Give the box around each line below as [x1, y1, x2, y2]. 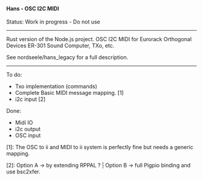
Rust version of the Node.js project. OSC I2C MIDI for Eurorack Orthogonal [6, 36, 192, 43]
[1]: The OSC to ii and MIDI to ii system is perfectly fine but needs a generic [6, 144, 193, 151]
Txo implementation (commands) [14, 83, 98, 90]
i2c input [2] [14, 95, 46, 103]
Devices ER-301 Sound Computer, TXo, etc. [6, 42, 115, 50]
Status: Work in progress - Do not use [6, 18, 101, 25]
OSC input [14, 132, 41, 139]
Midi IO [14, 119, 33, 126]
